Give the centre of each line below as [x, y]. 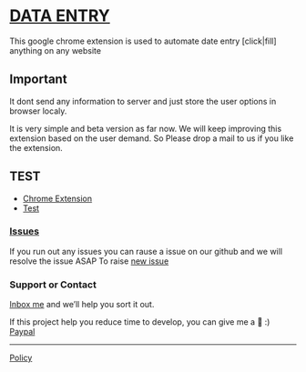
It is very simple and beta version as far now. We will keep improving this [146, 128]
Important [38, 80]
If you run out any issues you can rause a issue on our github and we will [146, 251]
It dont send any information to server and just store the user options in [143, 101]
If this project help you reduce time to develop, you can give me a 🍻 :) [140, 322]
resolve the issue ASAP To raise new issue [89, 261]
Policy [21, 358]
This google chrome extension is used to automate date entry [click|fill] [143, 41]
